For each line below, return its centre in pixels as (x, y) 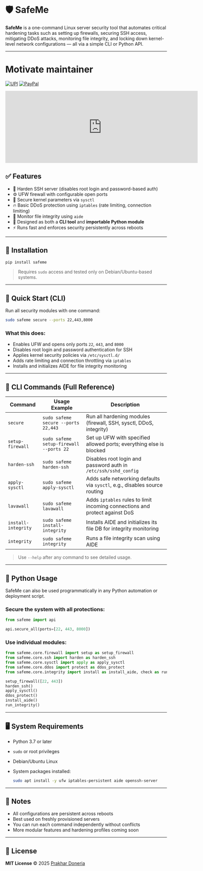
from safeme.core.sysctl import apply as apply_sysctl (65, 663)
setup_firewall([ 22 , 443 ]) (34, 681)
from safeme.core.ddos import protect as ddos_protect (65, 667)
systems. (27, 277)
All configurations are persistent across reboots (63, 814)
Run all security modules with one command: (53, 311)
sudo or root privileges (36, 751)
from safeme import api (31, 620)
